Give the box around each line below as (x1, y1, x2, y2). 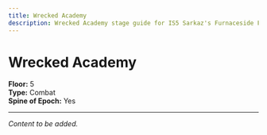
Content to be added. (8, 119, 79, 129)
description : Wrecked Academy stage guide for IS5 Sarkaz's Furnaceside (8, 19, 254, 27)
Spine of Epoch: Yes (8, 96, 76, 106)
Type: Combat (8, 88, 56, 98)
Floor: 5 (8, 79, 34, 89)
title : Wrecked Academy (8, 11, 87, 20)
